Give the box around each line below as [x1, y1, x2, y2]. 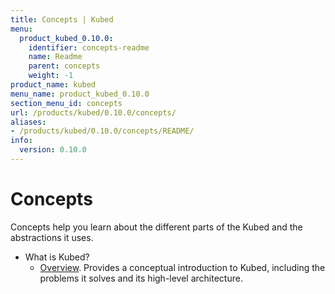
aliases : [10, 117, 47, 127]
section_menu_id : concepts [10, 98, 123, 108]
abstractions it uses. [10, 231, 94, 243]
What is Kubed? [24, 251, 90, 263]
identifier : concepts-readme [28, 42, 150, 53]
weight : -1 [28, 71, 74, 81]
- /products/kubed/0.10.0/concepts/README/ [10, 126, 195, 136]
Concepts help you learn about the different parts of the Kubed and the [10, 221, 303, 233]
